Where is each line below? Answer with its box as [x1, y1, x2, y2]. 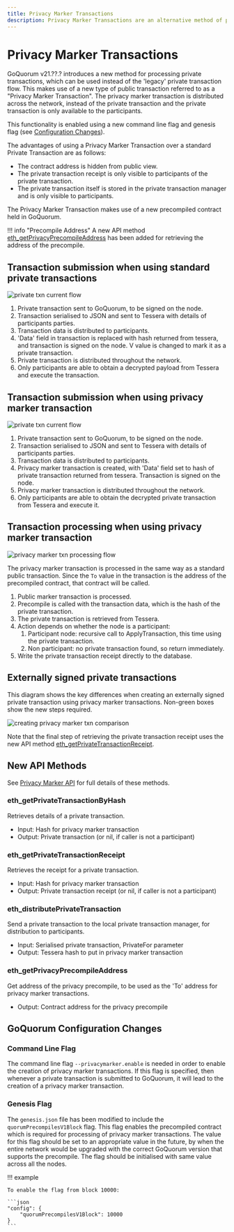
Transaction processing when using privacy [7, 521, 202, 533]
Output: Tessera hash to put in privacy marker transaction [17, 948, 183, 956]
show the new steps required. [7, 705, 93, 714]
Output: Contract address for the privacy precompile [17, 1002, 169, 1011]
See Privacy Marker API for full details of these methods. [7, 779, 170, 787]
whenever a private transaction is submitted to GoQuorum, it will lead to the [7, 1074, 224, 1083]
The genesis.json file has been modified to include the [7, 1115, 164, 1123]
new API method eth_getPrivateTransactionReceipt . [7, 739, 155, 748]
